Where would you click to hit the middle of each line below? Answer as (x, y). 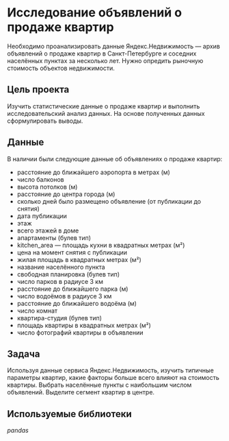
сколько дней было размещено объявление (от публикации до (109, 201)
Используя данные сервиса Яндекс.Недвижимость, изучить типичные (110, 370)
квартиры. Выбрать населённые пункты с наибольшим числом (99, 385)
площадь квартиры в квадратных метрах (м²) (84, 325)
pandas (18, 431)
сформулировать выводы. (45, 121)
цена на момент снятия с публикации (72, 252)
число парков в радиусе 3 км (60, 281)
